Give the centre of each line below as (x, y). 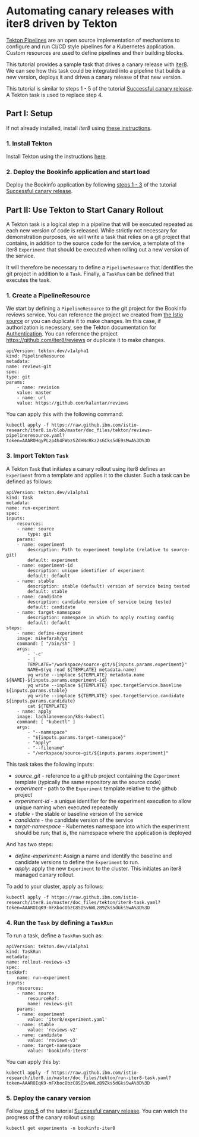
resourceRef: (44, 999)
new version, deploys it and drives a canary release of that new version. (94, 77)
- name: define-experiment (50, 633)
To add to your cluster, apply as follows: (55, 886)
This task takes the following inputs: (50, 764)
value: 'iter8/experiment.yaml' (68, 1020)
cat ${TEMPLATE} (48, 706)
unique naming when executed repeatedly (66, 807)
